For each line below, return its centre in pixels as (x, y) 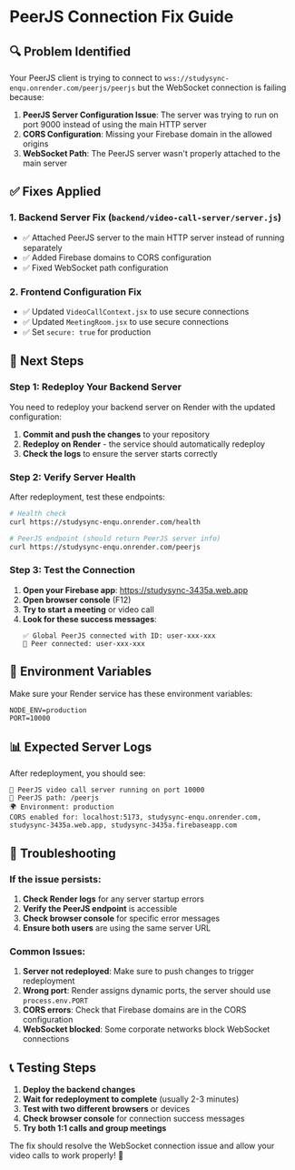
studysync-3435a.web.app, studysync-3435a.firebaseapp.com (123, 825)
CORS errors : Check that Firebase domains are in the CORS (134, 1010)
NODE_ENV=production (49, 710)
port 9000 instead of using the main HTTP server (114, 124)
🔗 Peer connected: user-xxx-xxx (84, 643)
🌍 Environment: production (62, 807)
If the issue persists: (55, 879)
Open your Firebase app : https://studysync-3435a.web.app (135, 590)
